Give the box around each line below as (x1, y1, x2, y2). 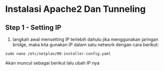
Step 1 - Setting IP (5, 23, 62, 32)
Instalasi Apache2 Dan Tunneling (5, 3, 146, 15)
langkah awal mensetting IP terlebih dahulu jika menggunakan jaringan (12, 36, 159, 42)
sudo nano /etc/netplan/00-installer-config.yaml (5, 51, 111, 56)
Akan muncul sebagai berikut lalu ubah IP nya (5, 60, 100, 66)
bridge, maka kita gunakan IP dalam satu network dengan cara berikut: (12, 42, 159, 48)
